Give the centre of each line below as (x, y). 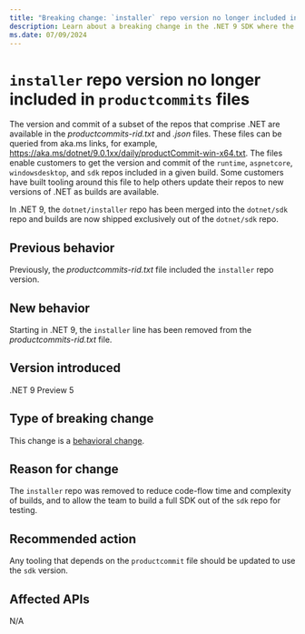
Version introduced (65, 368)
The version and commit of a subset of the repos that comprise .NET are (145, 125)
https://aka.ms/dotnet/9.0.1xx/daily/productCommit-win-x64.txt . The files (146, 153)
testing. (24, 510)
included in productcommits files (129, 99)
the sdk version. (39, 570)
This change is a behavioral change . (77, 440)
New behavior (50, 308)
